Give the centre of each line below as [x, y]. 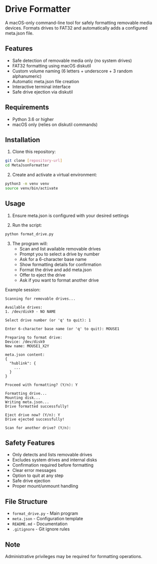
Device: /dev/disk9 [25, 342]
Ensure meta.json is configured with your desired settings [70, 216]
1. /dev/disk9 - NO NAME [30, 312]
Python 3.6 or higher [33, 119]
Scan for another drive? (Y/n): [38, 428]
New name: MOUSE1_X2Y [27, 346]
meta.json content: [25, 355]
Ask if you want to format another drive [59, 280]
